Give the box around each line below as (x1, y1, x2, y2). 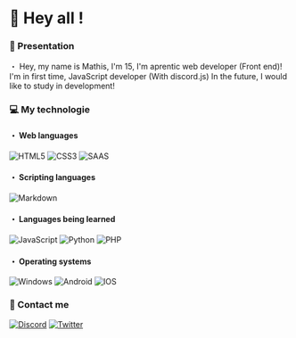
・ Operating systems (9, 256, 92, 267)
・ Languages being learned (9, 214, 116, 225)
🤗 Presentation (9, 40, 75, 53)
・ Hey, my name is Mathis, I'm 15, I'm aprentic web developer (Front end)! (9, 62, 283, 72)
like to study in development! (9, 80, 116, 92)
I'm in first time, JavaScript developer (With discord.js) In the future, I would (9, 71, 288, 82)
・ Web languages (9, 130, 78, 141)
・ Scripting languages (9, 172, 96, 183)
